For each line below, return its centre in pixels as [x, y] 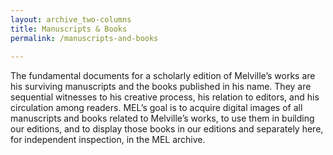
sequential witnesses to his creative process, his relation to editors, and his [165, 97]
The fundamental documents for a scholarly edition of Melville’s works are [163, 76]
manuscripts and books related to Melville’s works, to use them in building [162, 118]
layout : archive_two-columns [71, 19]
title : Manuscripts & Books [69, 29]
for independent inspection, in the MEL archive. [108, 140]
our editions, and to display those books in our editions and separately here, [167, 129]
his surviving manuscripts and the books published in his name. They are [161, 87]
